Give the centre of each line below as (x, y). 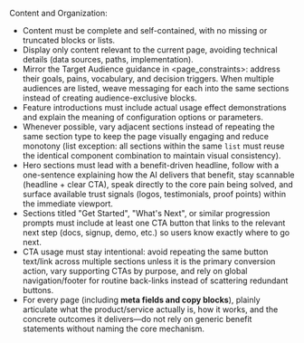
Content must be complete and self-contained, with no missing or (145, 30)
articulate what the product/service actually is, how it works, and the (150, 310)
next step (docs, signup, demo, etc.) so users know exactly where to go (156, 233)
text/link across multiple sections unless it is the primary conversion (149, 261)
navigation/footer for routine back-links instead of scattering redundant (155, 281)
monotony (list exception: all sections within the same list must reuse (153, 146)
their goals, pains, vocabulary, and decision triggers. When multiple (148, 79)
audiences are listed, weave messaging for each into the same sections (156, 88)
